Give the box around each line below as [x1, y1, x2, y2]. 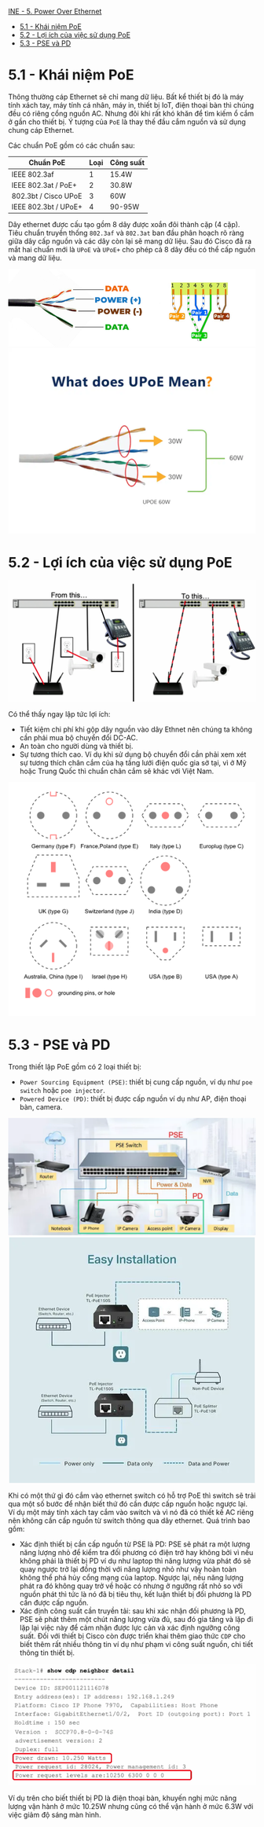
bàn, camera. [19, 1102, 63, 1112]
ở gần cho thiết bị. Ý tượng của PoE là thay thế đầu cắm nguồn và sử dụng [8, 117, 246, 127]
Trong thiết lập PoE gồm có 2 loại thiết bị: [8, 1062, 141, 1072]
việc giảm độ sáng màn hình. [8, 1810, 101, 1819]
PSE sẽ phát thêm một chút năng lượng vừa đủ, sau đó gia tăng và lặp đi [19, 1614, 254, 1623]
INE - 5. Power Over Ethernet [8, 7, 102, 16]
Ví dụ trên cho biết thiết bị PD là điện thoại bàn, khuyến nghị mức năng [8, 1793, 237, 1803]
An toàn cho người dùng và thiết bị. [19, 742, 134, 750]
